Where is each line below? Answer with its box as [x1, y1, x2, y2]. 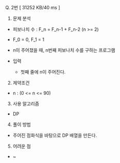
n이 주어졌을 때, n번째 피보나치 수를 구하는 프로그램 [12, 47, 115, 53]
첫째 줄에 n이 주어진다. [20, 69, 66, 75]
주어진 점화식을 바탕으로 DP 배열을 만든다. [12, 132, 97, 138]
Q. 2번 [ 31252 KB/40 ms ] [5, 5, 61, 10]
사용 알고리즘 [12, 100, 39, 107]
